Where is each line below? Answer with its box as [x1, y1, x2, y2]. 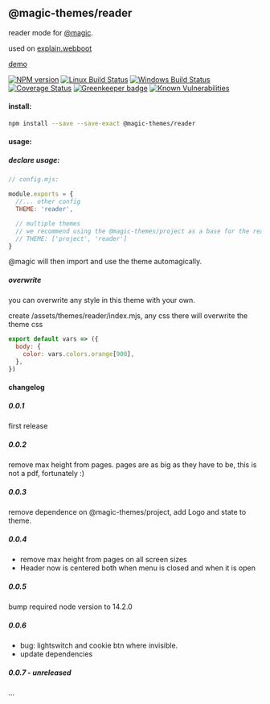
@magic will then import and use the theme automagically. [8, 257, 202, 267]
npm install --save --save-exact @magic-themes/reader [8, 120, 196, 128]
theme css [8, 320, 43, 329]
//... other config [15, 197, 81, 206]
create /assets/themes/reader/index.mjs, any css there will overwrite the [8, 311, 248, 321]
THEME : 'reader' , [15, 205, 74, 213]
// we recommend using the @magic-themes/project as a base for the [15, 227, 250, 235]
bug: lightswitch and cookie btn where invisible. [19, 640, 178, 651]
